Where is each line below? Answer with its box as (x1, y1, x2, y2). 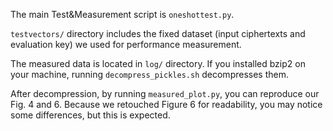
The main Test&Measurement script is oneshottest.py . (10, 9, 235, 20)
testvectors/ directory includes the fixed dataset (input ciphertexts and (10, 28, 306, 39)
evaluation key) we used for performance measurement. (10, 39, 242, 50)
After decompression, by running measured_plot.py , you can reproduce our (10, 88, 320, 99)
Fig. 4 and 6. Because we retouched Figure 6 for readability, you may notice (10, 99, 323, 110)
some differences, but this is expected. (10, 109, 171, 121)
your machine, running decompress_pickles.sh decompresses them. (10, 69, 289, 80)
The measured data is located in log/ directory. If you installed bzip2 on (10, 58, 306, 69)
